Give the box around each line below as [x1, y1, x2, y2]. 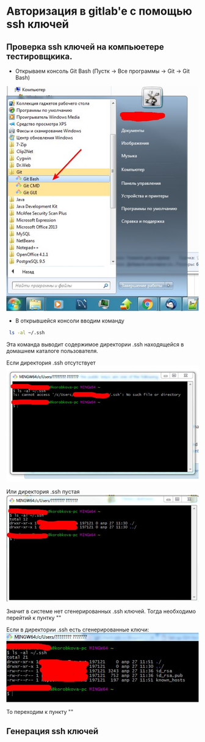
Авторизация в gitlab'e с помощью [6, 4, 192, 18]
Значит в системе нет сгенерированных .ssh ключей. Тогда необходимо [6, 607, 196, 615]
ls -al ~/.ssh [9, 330, 45, 336]
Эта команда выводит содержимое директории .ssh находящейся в [6, 341, 184, 348]
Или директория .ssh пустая [6, 488, 81, 495]
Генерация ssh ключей [6, 726, 99, 736]
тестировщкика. [6, 51, 73, 62]
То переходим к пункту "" [6, 708, 74, 716]
